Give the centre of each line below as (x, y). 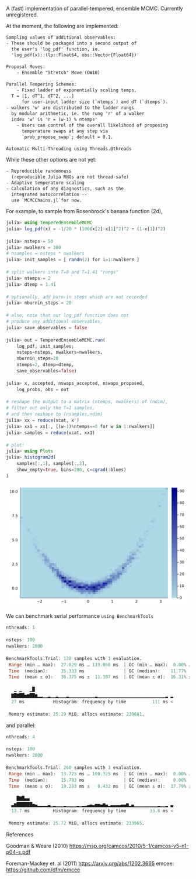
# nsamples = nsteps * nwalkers (45, 254)
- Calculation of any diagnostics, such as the (65, 189)
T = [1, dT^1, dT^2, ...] (43, 96)
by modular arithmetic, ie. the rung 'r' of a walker (78, 114)
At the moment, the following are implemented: (62, 26)
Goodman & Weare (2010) (37, 846)
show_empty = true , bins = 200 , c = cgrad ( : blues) (71, 470)
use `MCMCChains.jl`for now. (47, 200)
